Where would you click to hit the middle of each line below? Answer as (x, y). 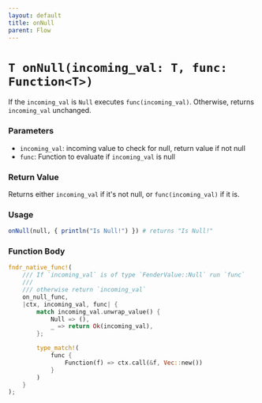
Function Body (37, 251)
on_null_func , (45, 297)
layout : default (35, 15)
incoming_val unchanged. (50, 111)
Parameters (31, 131)
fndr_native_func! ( (40, 268)
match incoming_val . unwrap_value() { (98, 312)
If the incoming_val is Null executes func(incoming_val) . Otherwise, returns (131, 102)
